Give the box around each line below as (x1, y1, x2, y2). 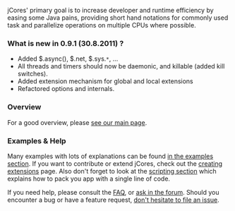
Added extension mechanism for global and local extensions (17, 77, 193, 85)
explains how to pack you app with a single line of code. (7, 174, 171, 183)
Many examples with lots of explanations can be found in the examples (7, 152, 214, 160)
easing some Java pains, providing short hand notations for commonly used (7, 13, 229, 22)
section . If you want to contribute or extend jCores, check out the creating (7, 159, 223, 168)
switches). (17, 70, 48, 78)
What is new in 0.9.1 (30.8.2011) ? (7, 38, 124, 48)
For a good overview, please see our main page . (7, 118, 147, 126)
